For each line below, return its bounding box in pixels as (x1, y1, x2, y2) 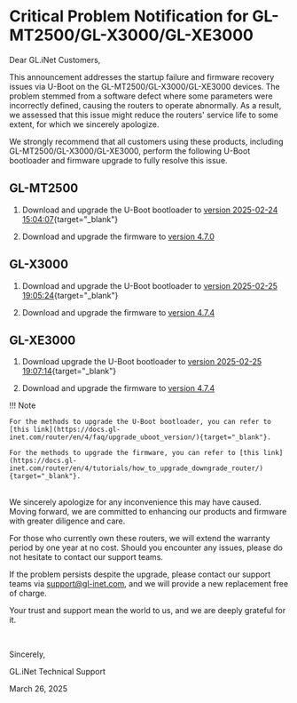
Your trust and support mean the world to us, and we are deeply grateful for (9, 605, 286, 616)
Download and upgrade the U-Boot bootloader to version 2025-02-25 (21, 280, 277, 291)
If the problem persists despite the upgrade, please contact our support (9, 569, 271, 579)
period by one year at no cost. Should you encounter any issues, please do (9, 542, 284, 553)
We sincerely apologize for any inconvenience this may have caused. (9, 497, 262, 507)
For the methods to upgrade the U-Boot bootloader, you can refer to (9, 418, 272, 427)
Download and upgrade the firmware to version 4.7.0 (21, 231, 215, 242)
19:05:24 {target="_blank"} (21, 290, 119, 300)
